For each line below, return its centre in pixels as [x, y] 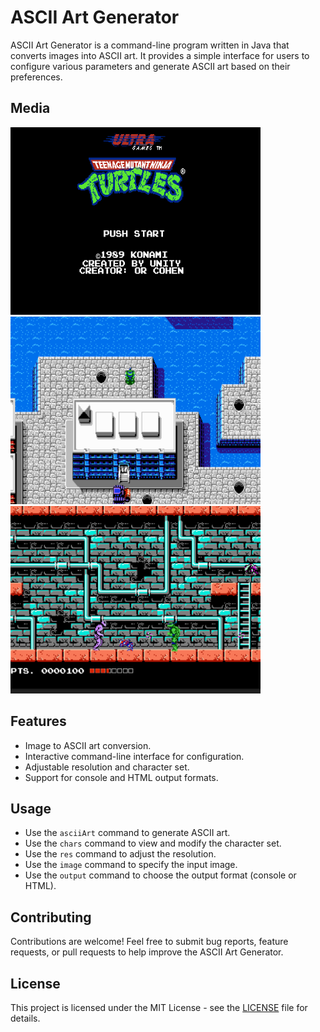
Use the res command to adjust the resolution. [120, 854]
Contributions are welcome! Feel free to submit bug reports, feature [149, 942]
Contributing [51, 917]
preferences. [36, 77]
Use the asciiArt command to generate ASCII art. [127, 833]
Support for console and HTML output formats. [121, 777]
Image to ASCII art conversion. [88, 745]
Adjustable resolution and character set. [107, 767]
